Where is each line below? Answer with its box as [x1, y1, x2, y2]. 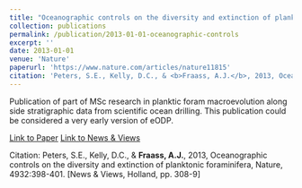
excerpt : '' [9, 38, 54, 47]
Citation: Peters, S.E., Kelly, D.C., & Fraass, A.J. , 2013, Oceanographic [9, 150, 268, 160]
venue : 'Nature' [9, 55, 70, 64]
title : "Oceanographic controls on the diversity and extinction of [9, 13, 271, 22]
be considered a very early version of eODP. [9, 115, 173, 125]
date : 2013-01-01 [9, 47, 75, 56]
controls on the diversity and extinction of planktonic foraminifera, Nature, [9, 158, 283, 170]
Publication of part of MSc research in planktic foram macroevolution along [9, 96, 288, 107]
